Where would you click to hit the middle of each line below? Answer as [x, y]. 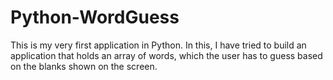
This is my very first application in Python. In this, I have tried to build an [158, 45]
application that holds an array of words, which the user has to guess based [166, 55]
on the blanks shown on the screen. [84, 66]
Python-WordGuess [95, 17]
